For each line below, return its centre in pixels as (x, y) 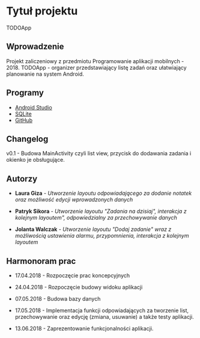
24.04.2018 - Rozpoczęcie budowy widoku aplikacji (79, 287)
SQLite (23, 114)
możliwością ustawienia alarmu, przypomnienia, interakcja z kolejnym (102, 236)
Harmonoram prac (41, 261)
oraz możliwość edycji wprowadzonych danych (74, 200)
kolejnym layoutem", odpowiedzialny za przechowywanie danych (96, 218)
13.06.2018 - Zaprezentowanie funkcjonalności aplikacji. (84, 328)
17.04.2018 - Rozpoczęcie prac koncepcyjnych (72, 275)
